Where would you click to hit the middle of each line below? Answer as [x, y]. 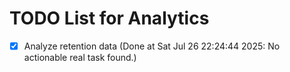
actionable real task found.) [80, 57]
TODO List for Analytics [109, 18]
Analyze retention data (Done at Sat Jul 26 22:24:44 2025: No [152, 46]
